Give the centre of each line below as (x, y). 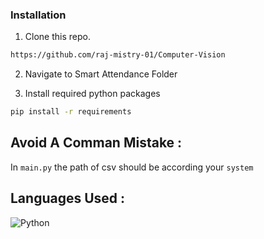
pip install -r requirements (71, 112)
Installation (38, 15)
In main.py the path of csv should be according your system (132, 167)
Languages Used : (68, 198)
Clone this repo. (57, 37)
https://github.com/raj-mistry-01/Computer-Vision (118, 55)
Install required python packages (92, 94)
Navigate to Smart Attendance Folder (101, 74)
